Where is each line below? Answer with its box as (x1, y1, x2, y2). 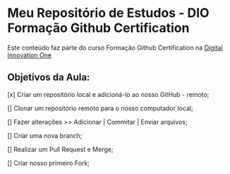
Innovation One (7, 51, 52, 59)
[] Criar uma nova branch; (7, 131, 83, 139)
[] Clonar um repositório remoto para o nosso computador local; (7, 104, 193, 112)
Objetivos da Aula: (7, 71, 90, 83)
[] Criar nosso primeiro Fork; (7, 158, 90, 167)
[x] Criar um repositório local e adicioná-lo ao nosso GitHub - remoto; (7, 90, 210, 98)
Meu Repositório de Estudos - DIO (7, 5, 210, 21)
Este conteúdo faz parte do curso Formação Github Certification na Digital (7, 43, 224, 52)
